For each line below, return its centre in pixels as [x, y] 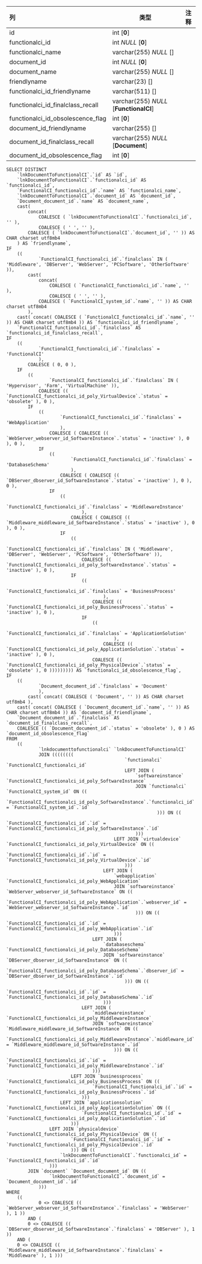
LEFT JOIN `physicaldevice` [84, 1129]
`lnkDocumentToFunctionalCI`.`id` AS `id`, [72, 175]
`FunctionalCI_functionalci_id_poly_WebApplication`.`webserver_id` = [96, 903]
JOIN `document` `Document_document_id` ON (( [87, 1171]
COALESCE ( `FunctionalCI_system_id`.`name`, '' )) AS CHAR [115, 301]
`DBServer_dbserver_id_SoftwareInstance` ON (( [67, 960]
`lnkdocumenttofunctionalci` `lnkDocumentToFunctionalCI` [112, 749]
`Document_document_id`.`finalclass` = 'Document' [103, 686]
